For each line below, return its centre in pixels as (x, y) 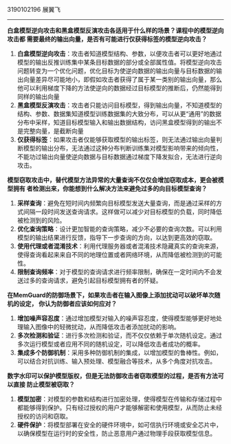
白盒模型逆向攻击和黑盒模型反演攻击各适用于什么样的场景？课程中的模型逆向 (115, 30)
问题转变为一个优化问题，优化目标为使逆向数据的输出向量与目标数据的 (117, 71)
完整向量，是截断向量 (53, 131)
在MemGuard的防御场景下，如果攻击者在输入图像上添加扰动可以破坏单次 (111, 295)
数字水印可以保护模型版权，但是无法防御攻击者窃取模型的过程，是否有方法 (112, 376)
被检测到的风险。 (41, 220)
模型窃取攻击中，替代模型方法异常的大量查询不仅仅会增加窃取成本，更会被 (112, 180)
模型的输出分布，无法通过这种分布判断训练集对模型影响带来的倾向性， (122, 148)
